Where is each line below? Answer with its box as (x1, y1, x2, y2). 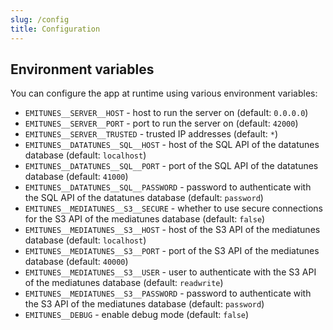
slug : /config (10, 14, 70, 25)
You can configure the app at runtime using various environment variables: (10, 87, 318, 100)
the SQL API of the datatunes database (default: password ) (24, 192, 264, 204)
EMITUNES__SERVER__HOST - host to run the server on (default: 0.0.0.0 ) (24, 107, 309, 119)
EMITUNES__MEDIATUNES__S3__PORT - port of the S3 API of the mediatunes (24, 245, 320, 257)
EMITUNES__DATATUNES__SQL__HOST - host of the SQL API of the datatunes (24, 139, 320, 151)
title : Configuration (10, 24, 101, 34)
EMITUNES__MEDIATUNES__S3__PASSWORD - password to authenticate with (24, 287, 312, 300)
